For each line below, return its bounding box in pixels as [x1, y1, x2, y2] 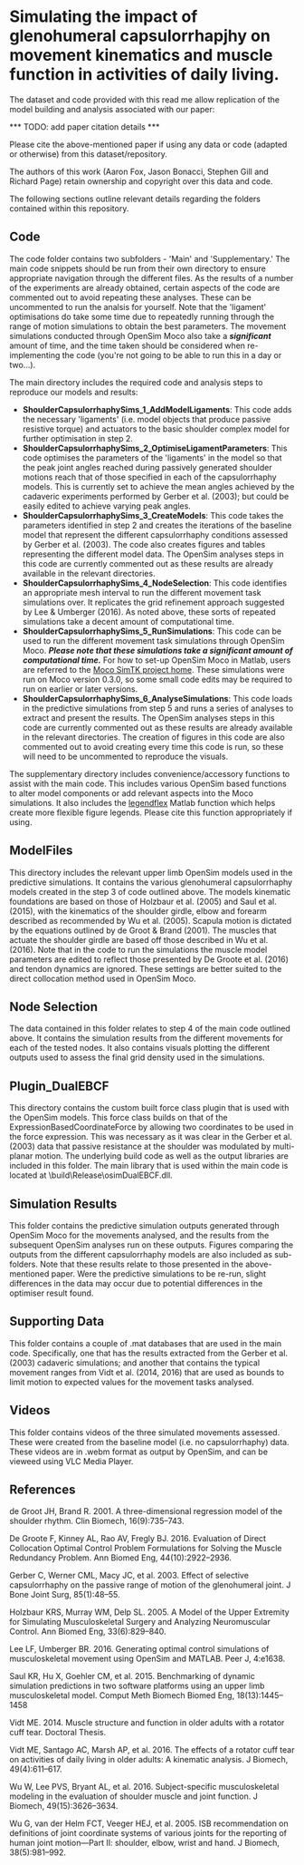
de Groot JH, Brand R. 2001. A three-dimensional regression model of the [9, 1506, 283, 1517]
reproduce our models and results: [9, 386, 138, 397]
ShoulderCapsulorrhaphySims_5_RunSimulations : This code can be [22, 626, 282, 636]
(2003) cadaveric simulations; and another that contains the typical [9, 1357, 261, 1368]
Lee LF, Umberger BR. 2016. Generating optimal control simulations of [9, 1644, 270, 1655]
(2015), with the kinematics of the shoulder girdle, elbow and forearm [9, 905, 267, 917]
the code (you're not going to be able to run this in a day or [62, 349, 282, 360]
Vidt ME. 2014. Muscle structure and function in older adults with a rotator [9, 1717, 285, 1728]
